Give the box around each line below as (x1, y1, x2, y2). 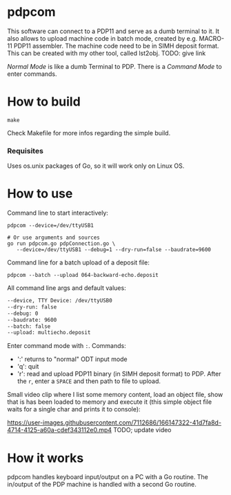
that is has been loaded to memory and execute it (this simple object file (7, 398, 212, 406)
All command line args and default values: (7, 284, 126, 292)
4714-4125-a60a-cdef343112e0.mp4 (7, 426, 112, 434)
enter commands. (7, 70, 57, 78)
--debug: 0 (7, 310, 39, 317)
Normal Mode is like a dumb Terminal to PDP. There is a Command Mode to (7, 62, 222, 70)
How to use (7, 186, 73, 202)
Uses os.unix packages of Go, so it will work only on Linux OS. (7, 162, 185, 170)
